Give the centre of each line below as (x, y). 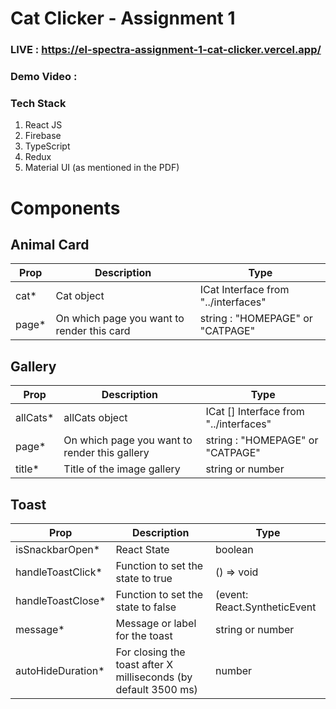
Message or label (156, 623)
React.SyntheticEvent (266, 607)
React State (142, 549)
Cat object (80, 296)
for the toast (144, 635)
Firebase (43, 136)
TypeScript (47, 146)
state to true (144, 578)
